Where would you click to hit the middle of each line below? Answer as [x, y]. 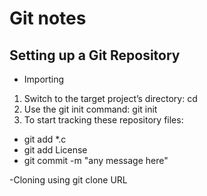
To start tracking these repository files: [103, 120]
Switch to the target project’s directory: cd [110, 98]
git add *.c [45, 139]
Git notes [48, 18]
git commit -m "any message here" [96, 160]
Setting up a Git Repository [95, 55]
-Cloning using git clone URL [68, 180]
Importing [44, 79]
